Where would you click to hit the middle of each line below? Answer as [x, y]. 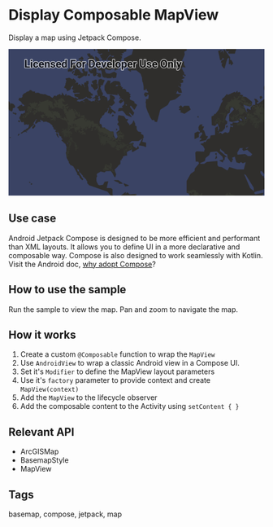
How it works [42, 334]
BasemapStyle [44, 460]
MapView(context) [50, 390]
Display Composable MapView [114, 15]
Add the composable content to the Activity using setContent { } [130, 406]
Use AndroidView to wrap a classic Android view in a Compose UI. [130, 363]
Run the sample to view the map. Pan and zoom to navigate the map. [123, 309]
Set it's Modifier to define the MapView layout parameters [117, 371]
